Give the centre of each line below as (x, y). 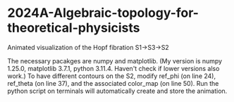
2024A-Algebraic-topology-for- (103, 13)
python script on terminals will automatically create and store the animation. (117, 91)
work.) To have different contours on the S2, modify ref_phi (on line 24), (112, 76)
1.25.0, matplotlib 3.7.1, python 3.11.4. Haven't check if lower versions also (113, 68)
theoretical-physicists (74, 28)
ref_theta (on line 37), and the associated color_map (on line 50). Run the (113, 83)
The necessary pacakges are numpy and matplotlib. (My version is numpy (115, 60)
